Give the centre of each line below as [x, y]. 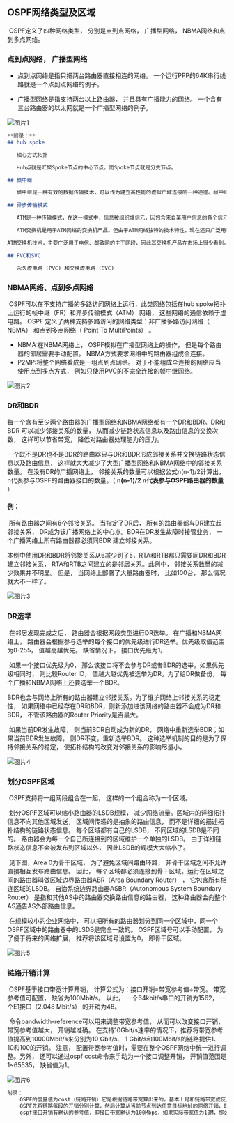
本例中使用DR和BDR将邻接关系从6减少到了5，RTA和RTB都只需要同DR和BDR [117, 556]
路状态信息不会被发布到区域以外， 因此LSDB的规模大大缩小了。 [99, 848]
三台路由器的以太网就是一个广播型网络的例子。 [84, 108]
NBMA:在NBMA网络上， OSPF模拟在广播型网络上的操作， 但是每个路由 [119, 344]
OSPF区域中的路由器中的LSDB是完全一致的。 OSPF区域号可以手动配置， [111, 930]
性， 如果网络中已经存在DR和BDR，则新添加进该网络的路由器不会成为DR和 [114, 705]
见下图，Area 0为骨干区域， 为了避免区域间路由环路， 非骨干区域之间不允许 [118, 862]
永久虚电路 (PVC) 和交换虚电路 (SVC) [65, 268]
